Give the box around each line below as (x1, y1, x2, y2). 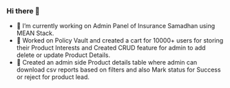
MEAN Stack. (16, 29, 54, 37)
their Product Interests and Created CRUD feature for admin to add (16, 44, 206, 52)
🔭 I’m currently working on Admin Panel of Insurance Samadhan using (16, 22, 216, 30)
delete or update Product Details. (16, 51, 111, 59)
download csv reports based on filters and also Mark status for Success (16, 65, 221, 74)
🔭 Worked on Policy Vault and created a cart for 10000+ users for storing (16, 36, 224, 45)
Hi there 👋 (6, 6, 41, 16)
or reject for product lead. (16, 73, 90, 81)
